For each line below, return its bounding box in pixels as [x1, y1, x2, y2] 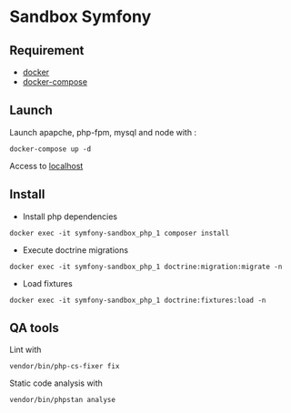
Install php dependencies [22, 211, 118, 222]
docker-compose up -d [9, 144, 92, 154]
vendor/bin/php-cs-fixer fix [9, 362, 120, 371]
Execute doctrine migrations [22, 244, 129, 256]
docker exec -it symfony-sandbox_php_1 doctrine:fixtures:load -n [9, 296, 266, 305]
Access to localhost [9, 160, 84, 171]
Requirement [9, 43, 85, 58]
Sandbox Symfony [9, 6, 152, 27]
